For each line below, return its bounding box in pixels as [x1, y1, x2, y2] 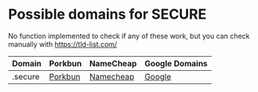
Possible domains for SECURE [8, 5, 207, 23]
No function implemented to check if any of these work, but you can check [8, 31, 250, 41]
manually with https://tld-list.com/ [8, 39, 118, 48]
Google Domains [144, 58, 208, 69]
